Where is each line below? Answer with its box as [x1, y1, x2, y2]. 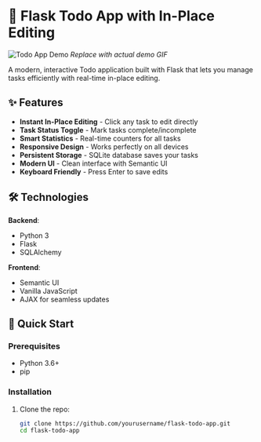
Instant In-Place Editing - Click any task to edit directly [19, 117, 198, 126]
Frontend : [8, 262, 41, 272]
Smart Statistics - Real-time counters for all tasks [19, 133, 182, 143]
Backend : [8, 215, 40, 225]
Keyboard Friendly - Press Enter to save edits [19, 166, 169, 176]
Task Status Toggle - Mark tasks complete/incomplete [19, 125, 198, 134]
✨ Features [8, 96, 63, 109]
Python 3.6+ [19, 359, 60, 368]
